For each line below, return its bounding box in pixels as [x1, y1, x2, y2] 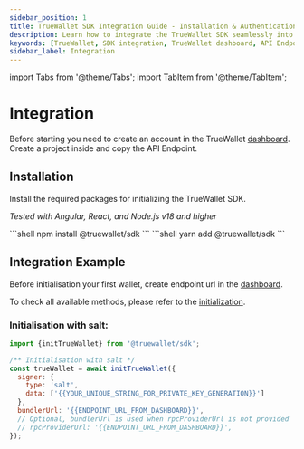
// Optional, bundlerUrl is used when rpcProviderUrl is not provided [17, 414, 290, 424]
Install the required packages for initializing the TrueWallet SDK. [9, 193, 247, 204]
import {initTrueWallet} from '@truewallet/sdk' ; [9, 339, 201, 349]
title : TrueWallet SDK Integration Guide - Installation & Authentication [9, 22, 298, 31]
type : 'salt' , [25, 381, 79, 390]
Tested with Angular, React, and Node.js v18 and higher [9, 210, 217, 222]
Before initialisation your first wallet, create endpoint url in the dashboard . [9, 278, 283, 290]
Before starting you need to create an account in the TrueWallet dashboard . [9, 133, 290, 145]
